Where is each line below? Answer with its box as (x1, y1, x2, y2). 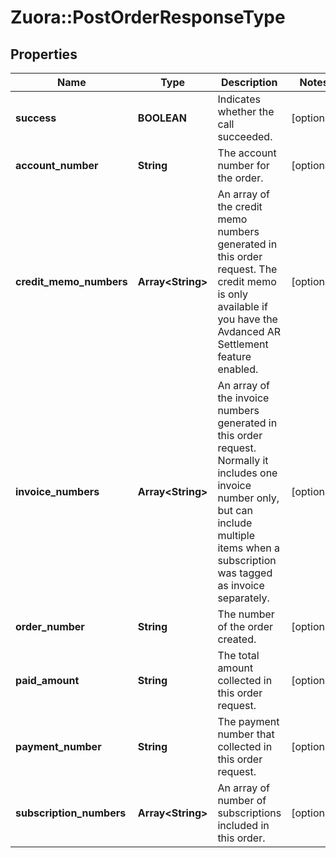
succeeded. (217, 130, 273, 143)
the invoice (217, 391, 270, 405)
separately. (217, 591, 270, 605)
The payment (217, 715, 280, 728)
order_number (15, 620, 85, 633)
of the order (217, 620, 274, 633)
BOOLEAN (137, 111, 187, 125)
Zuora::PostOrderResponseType (10, 6, 286, 29)
